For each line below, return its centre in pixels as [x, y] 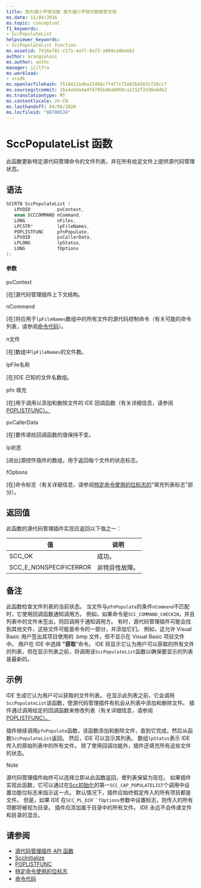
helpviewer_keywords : [33, 40]
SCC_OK [21, 556]
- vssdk [16, 79]
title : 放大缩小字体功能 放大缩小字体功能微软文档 [62, 12]
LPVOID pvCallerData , [53, 238]
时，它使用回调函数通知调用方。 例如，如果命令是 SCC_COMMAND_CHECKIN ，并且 [100, 614]
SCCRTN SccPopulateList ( [38, 204]
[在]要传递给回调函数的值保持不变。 [50, 435]
